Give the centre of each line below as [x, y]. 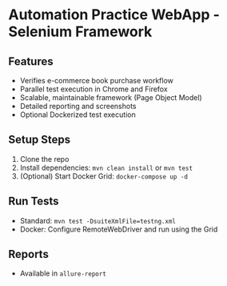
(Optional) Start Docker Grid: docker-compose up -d [104, 176]
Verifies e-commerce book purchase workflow [97, 81]
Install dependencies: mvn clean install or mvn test [106, 167]
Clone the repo [44, 159]
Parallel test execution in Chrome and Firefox [94, 89]
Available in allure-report [63, 273]
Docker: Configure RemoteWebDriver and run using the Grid [119, 229]
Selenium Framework [80, 32]
